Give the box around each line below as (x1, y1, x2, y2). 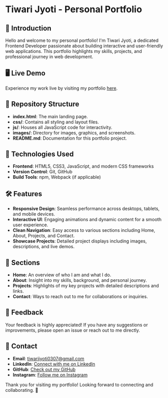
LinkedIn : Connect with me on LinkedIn (12, 361, 95, 367)
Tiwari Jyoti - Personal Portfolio (5, 4, 143, 15)
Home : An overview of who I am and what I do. (12, 272, 111, 278)
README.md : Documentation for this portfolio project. (12, 135, 127, 141)
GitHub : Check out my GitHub (12, 366, 76, 373)
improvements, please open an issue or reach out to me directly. (5, 327, 141, 333)
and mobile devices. (12, 211, 55, 217)
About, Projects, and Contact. (12, 233, 75, 239)
